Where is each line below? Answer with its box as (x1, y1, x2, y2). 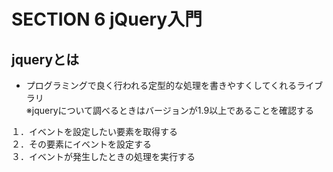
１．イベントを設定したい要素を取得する (11, 126, 178, 137)
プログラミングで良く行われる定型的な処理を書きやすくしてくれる (25, 80, 298, 91)
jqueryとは (11, 51, 80, 68)
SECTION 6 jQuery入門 (11, 8, 203, 31)
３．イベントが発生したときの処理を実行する (11, 151, 196, 162)
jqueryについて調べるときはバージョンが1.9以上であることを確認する (31, 105, 314, 116)
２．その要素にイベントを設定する (11, 138, 152, 150)
